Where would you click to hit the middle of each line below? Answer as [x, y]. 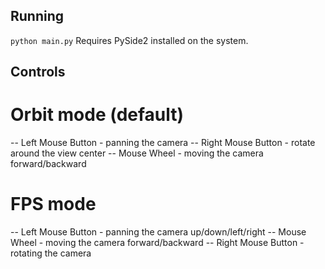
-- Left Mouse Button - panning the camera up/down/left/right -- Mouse [158, 232]
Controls [38, 72]
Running [37, 16]
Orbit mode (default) [97, 115]
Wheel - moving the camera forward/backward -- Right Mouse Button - [157, 243]
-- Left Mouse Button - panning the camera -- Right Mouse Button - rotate [163, 143]
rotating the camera [51, 253]
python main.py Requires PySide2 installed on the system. [129, 40]
